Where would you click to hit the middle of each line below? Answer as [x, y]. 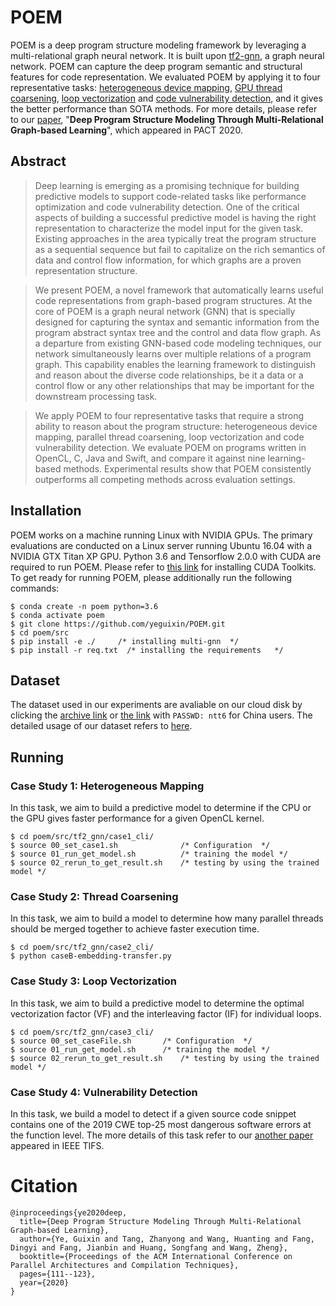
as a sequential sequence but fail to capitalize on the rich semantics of [180, 249]
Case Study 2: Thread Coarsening [94, 896]
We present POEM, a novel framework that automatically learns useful [179, 290]
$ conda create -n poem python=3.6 [84, 606]
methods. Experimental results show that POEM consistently [187, 468]
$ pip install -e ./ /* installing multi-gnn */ [125, 641]
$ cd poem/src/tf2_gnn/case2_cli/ [82, 947]
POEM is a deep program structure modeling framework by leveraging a [158, 45]
